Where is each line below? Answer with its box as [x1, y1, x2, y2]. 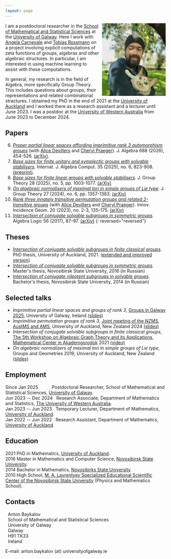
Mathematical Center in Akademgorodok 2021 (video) [12, 339, 126, 346]
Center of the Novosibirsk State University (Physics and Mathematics [5, 477, 150, 484]
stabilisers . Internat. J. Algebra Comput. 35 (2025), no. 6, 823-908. [12, 164, 154, 170]
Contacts [5, 497, 36, 507]
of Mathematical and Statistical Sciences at [5, 28, 96, 34]
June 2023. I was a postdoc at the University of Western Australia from [5, 109, 154, 115]
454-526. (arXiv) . [12, 153, 49, 159]
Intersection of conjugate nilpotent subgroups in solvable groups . [12, 273, 150, 280]
